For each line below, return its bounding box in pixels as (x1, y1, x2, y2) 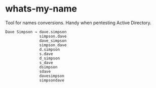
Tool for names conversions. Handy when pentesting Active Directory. (5, 20, 152, 26)
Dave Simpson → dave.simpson (5, 29, 67, 34)
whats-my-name (5, 3, 77, 15)
